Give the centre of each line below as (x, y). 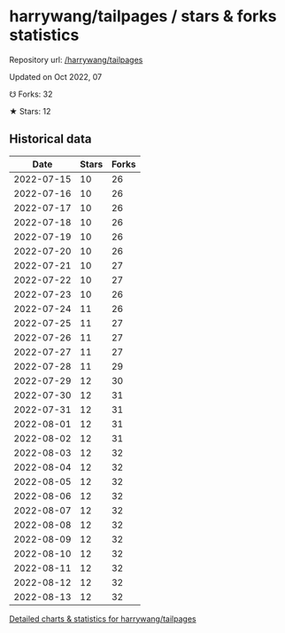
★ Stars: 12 (30, 111)
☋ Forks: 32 (31, 94)
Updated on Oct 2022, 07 (56, 76)
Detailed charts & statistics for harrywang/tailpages (103, 619)
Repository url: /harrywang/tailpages (76, 59)
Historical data (50, 139)
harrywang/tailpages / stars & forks (143, 16)
